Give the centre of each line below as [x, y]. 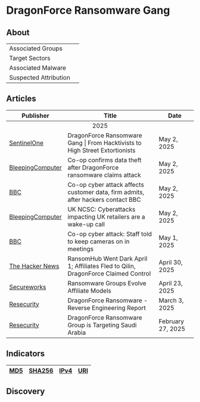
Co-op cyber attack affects [106, 185]
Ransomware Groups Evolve [107, 283]
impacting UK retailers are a [107, 217]
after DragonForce [93, 167]
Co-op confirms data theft [104, 160]
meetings [81, 248]
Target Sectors [30, 58]
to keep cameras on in [99, 241]
